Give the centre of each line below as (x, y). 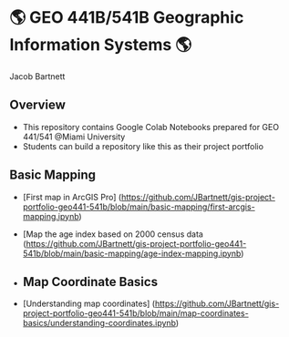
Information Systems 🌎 (101, 45)
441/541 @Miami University (74, 137)
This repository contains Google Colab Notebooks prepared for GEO (151, 127)
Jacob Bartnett (37, 76)
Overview (38, 105)
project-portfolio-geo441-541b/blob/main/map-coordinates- (135, 313)
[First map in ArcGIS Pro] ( (72, 197)
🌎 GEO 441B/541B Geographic (127, 18)
